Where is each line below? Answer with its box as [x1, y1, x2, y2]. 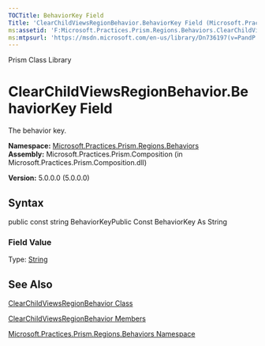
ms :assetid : [8, 26, 47, 34]
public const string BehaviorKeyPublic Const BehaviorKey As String [8, 217, 227, 226]
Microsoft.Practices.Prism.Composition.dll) [8, 158, 147, 167]
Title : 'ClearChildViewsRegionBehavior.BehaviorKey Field [8, 19, 203, 27]
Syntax [8, 196, 44, 209]
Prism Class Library [8, 55, 72, 65]
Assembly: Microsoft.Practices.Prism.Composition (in [8, 149, 183, 159]
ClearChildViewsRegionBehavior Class [8, 299, 133, 308]
